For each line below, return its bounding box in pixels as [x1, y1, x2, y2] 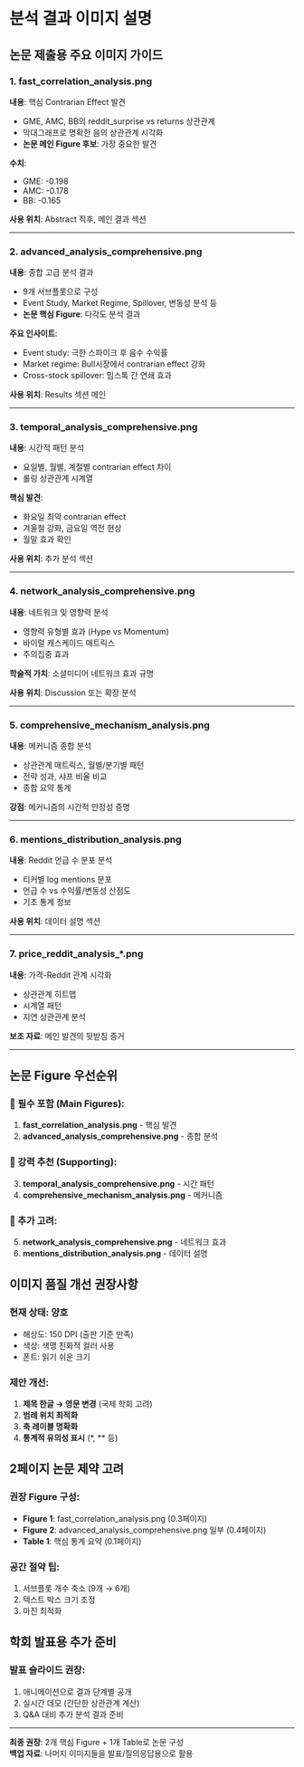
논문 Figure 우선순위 [9, 1068, 118, 1084]
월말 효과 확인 [22, 534, 71, 545]
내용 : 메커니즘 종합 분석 [9, 740, 92, 751]
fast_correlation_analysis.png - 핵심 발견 [22, 1120, 177, 1131]
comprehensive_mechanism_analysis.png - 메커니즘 [22, 1189, 223, 1200]
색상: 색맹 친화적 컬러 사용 [22, 1340, 115, 1351]
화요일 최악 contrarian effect [22, 511, 127, 522]
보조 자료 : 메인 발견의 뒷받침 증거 [9, 1030, 125, 1041]
